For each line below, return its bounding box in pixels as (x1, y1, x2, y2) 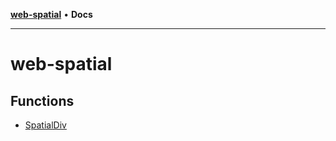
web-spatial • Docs (10, 9, 93, 20)
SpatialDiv (24, 119, 67, 131)
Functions (10, 92, 75, 109)
